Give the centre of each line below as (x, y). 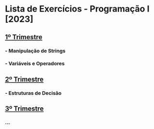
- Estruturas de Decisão (33, 93)
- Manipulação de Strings (35, 51)
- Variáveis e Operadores (35, 64)
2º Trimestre (24, 79)
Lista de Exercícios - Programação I (77, 9)
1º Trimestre (24, 37)
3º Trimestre (24, 109)
